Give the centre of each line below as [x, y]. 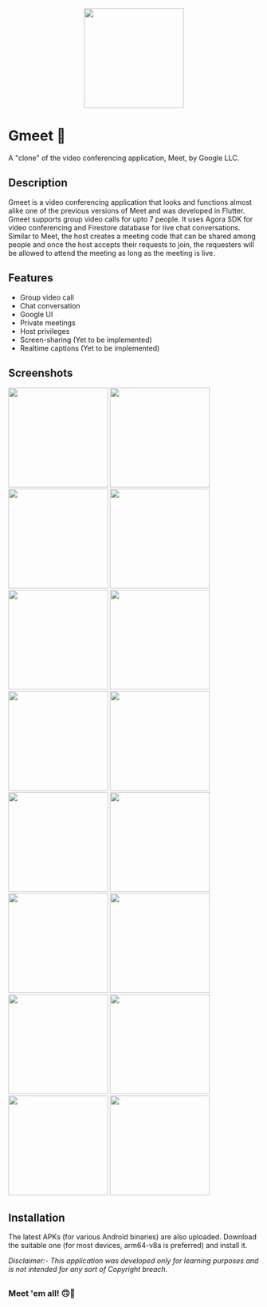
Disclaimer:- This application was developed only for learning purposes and [133, 1261]
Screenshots [41, 373]
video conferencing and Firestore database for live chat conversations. [124, 227]
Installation [37, 1217]
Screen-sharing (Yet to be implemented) [86, 340]
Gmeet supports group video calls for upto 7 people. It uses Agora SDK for [131, 219]
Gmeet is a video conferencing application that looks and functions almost [130, 202]
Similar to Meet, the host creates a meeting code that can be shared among [132, 236]
